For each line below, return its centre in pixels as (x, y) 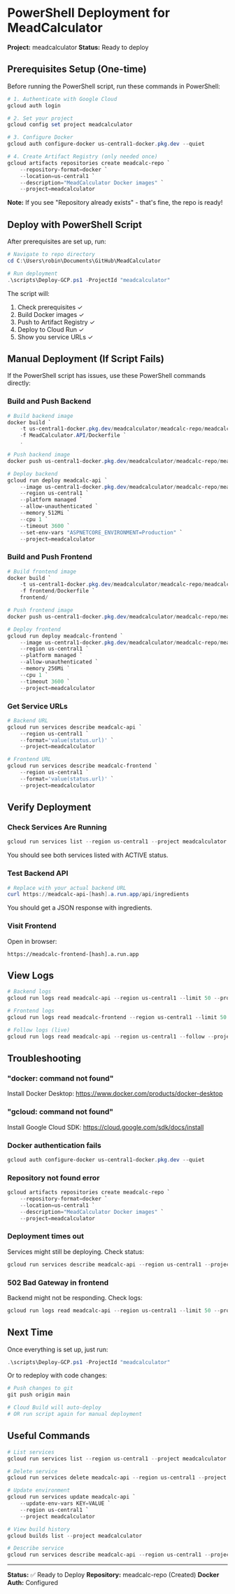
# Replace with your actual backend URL (67, 888)
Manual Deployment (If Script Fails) (86, 359)
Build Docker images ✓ (51, 314)
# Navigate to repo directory (51, 255)
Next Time (30, 1333)
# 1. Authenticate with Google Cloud (62, 99)
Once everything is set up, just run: (58, 1349)
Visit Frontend (32, 926)
